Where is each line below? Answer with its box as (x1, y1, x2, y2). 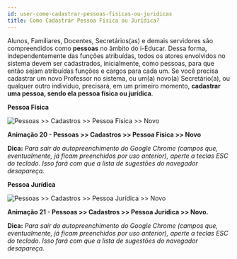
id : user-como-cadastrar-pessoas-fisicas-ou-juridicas (7, 10, 173, 18)
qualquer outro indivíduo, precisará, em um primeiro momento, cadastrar (7, 81, 221, 90)
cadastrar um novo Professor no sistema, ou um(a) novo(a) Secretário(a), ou (7, 74, 231, 82)
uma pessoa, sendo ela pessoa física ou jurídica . (7, 89, 154, 98)
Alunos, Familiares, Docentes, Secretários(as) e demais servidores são (7, 36, 214, 45)
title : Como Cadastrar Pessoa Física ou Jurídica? (7, 17, 160, 24)
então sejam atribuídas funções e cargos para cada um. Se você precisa (7, 67, 219, 75)
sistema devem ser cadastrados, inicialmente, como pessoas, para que (7, 59, 214, 67)
